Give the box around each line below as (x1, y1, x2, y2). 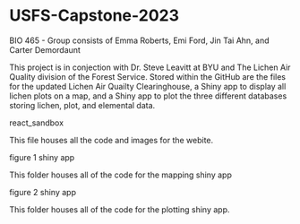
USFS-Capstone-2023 (9, 5, 179, 26)
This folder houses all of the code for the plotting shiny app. (9, 203, 230, 215)
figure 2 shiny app (9, 186, 76, 197)
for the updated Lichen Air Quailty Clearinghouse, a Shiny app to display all (9, 81, 287, 91)
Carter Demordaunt (9, 44, 81, 55)
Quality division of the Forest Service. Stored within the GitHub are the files (9, 71, 287, 82)
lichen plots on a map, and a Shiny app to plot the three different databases (9, 90, 287, 101)
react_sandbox (9, 117, 64, 128)
